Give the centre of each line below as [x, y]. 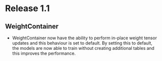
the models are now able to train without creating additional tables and [83, 48]
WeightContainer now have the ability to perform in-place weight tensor [84, 38]
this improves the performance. [44, 53]
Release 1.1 [27, 8]
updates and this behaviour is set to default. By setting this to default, [82, 43]
